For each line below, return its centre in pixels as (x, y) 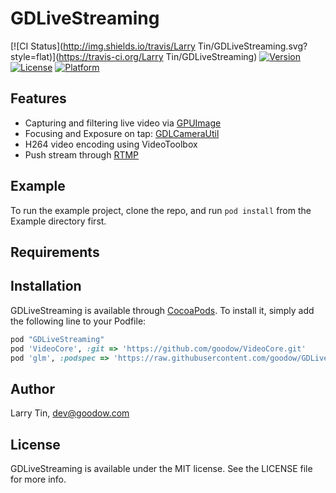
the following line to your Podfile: (78, 321)
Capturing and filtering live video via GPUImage (123, 123)
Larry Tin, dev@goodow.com (70, 413)
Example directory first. (58, 221)
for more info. (38, 479)
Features (38, 98)
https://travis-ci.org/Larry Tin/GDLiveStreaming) (158, 56)
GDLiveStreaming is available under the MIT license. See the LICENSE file (161, 469)
